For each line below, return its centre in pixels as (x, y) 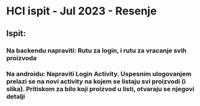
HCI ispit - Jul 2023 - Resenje (82, 11)
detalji (16, 96)
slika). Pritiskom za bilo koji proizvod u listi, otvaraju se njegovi (100, 89)
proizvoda (22, 58)
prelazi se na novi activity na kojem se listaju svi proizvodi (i (96, 81)
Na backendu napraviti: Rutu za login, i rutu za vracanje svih (96, 51)
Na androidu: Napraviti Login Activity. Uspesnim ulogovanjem (99, 74)
